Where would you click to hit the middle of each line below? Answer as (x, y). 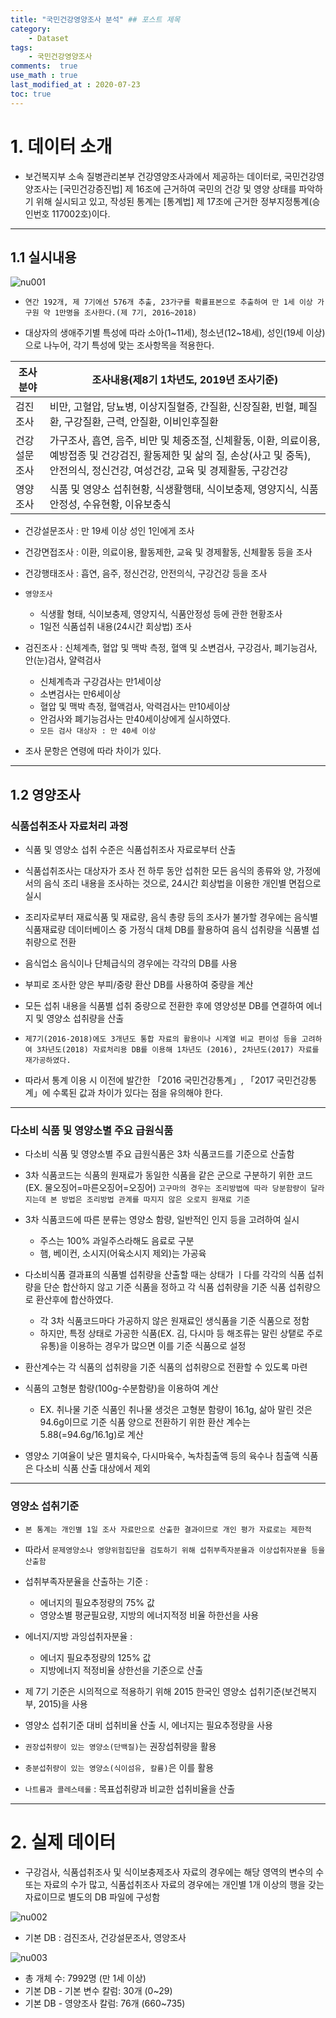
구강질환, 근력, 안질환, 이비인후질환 (141, 422)
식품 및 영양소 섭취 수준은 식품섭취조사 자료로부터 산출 (130, 850)
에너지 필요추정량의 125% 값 (95, 1657)
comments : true (44, 66)
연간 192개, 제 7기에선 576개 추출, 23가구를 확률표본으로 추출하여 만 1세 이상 (168, 302)
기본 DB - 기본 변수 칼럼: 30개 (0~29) (98, 1990)
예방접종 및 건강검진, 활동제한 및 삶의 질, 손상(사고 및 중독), (180, 456)
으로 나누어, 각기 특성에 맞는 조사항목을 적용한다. (119, 345)
